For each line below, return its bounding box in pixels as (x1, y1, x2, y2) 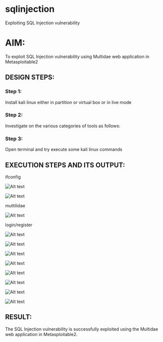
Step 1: (5, 88, 22, 95)
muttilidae (5, 202, 26, 208)
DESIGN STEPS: (5, 73, 55, 82)
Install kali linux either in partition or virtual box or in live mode (5, 99, 132, 105)
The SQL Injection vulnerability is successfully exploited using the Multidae (5, 326, 159, 332)
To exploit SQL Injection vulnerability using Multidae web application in (5, 53, 150, 59)
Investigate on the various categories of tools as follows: (5, 123, 120, 129)
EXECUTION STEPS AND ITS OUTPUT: (5, 161, 125, 169)
